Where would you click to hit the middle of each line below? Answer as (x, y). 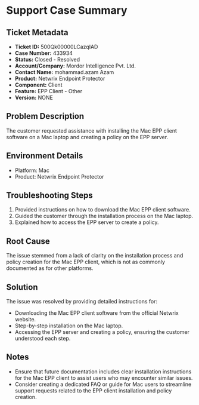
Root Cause (28, 241)
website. (25, 320)
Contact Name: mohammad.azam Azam (64, 72)
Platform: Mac (32, 170)
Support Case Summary (67, 10)
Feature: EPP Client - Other (48, 91)
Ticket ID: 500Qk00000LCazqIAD (56, 47)
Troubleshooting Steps (50, 196)
